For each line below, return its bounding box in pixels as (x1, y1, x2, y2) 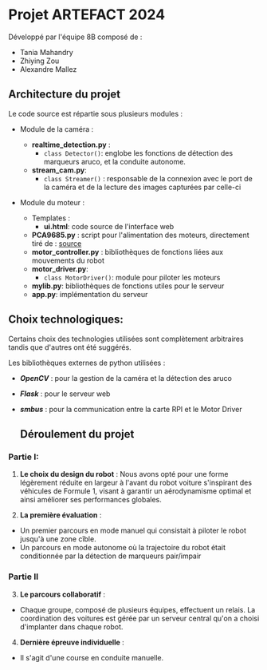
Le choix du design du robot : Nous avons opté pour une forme (19, 470, 229, 479)
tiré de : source (31, 238, 82, 248)
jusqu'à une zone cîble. (19, 534, 97, 544)
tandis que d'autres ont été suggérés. (8, 342, 132, 352)
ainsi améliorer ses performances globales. (19, 495, 162, 505)
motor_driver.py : (31, 264, 89, 273)
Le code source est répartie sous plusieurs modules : (8, 109, 183, 118)
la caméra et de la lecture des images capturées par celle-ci (43, 182, 241, 192)
